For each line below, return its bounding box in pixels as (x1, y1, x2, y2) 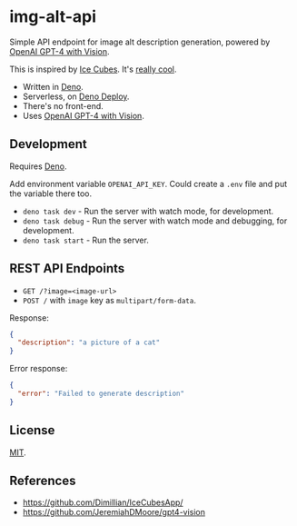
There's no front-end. (22, 100, 104, 111)
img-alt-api (9, 6, 97, 27)
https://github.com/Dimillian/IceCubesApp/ (22, 497, 183, 508)
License (9, 422, 55, 438)
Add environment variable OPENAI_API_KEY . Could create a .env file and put (9, 178, 288, 189)
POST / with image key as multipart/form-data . (22, 294, 197, 305)
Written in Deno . (22, 81, 84, 92)
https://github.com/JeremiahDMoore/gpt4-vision (22, 507, 206, 518)
